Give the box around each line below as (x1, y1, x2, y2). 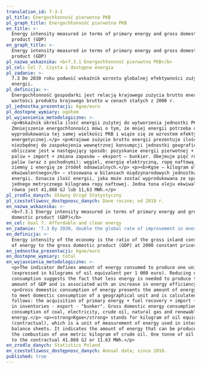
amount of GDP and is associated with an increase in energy (11, 281, 167, 287)
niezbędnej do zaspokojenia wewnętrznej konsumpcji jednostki (11, 142, 170, 148)
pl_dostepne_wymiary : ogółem (6, 109, 79, 115)
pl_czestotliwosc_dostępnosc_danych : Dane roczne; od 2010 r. (6, 198, 165, 204)
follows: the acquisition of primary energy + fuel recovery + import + (11, 298, 197, 304)
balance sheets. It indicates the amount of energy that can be (11, 325, 175, 332)
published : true (6, 353, 47, 359)
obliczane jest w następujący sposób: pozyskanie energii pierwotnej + (11, 148, 194, 154)
